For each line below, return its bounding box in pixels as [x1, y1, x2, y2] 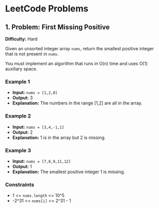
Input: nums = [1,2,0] [12, 90, 58, 96]
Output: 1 [12, 163, 32, 169]
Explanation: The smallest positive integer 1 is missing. [12, 169, 125, 175]
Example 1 [5, 78, 30, 85]
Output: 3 [12, 95, 33, 101]
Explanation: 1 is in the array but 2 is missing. [12, 134, 106, 140]
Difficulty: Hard [5, 36, 38, 42]
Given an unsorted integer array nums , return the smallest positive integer [5, 46, 154, 51]
